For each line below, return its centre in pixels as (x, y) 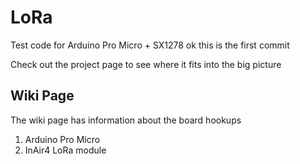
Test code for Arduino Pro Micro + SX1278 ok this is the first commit (150, 45)
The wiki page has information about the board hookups (126, 120)
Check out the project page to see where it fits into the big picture (146, 64)
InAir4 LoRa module (65, 150)
